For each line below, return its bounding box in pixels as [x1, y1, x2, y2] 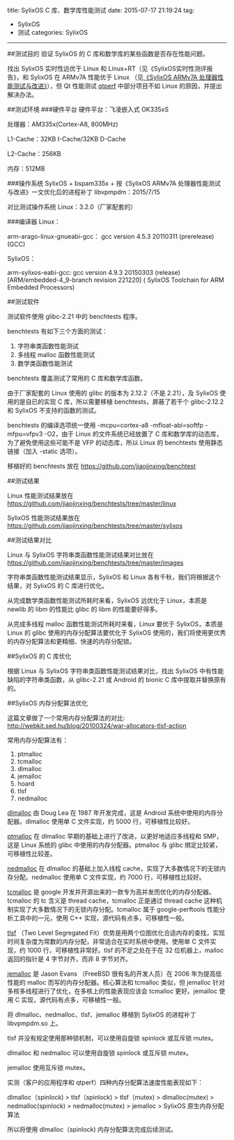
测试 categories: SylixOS [17, 29, 88, 36]
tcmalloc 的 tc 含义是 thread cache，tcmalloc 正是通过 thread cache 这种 [7, 896, 217, 905]
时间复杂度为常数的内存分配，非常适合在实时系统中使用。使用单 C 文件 [7, 937, 211, 945]
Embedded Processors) [7, 283, 75, 291]
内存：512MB [7, 164, 45, 173]
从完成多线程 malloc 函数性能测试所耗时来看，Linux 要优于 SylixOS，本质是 [7, 620, 224, 628]
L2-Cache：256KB [7, 150, 61, 158]
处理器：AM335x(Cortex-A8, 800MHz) [7, 120, 118, 128]
